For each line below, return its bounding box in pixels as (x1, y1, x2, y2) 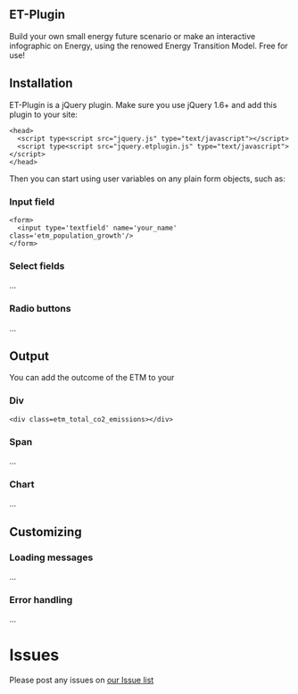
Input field (9, 196, 55, 208)
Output (9, 348, 49, 364)
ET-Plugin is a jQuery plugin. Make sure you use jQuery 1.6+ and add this (9, 99, 277, 110)
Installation (9, 76, 73, 91)
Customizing (9, 524, 82, 539)
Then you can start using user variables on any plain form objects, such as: (9, 173, 286, 184)
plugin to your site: (9, 109, 79, 120)
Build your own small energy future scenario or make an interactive (9, 30, 256, 41)
